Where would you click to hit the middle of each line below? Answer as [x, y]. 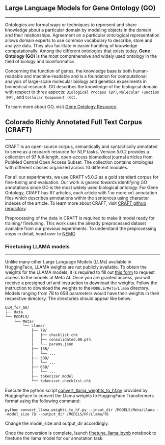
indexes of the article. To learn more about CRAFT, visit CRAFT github [76, 203]
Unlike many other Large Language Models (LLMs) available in [68, 261]
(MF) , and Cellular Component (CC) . [41, 97]
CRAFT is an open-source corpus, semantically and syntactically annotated [82, 146]
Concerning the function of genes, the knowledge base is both [69, 71]
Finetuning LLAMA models [37, 246]
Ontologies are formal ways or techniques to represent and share [71, 25]
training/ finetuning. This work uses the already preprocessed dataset [76, 223]
